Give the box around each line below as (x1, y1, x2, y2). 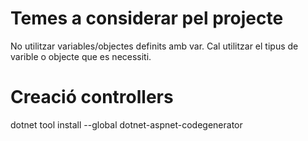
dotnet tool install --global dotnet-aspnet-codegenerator (10, 118, 243, 131)
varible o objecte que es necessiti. (10, 50, 152, 62)
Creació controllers (10, 86, 174, 109)
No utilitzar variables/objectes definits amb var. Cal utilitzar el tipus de (10, 40, 299, 52)
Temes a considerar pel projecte (10, 7, 284, 30)
